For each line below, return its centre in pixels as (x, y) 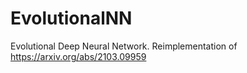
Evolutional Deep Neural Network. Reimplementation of (124, 46)
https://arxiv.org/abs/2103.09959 (78, 56)
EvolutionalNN (71, 18)
